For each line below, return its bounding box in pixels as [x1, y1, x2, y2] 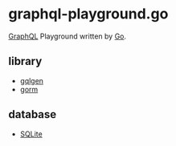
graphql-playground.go [8, 5, 169, 23]
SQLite [19, 129, 43, 139]
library [8, 55, 43, 68]
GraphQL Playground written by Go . [8, 31, 127, 41]
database [8, 107, 57, 121]
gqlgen [19, 75, 44, 85]
